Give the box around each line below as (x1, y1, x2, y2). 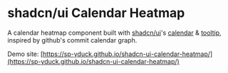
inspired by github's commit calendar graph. (7, 35, 138, 44)
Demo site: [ (7, 50, 43, 58)
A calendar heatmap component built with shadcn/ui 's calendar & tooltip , (7, 28, 222, 37)
